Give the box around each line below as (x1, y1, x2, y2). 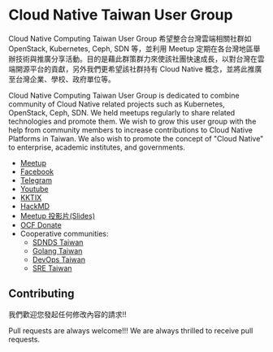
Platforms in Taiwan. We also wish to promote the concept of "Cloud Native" (8, 133, 264, 143)
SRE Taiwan (32, 263, 72, 273)
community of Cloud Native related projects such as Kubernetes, (8, 99, 225, 109)
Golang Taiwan (32, 246, 83, 255)
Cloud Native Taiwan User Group (8, 6, 233, 24)
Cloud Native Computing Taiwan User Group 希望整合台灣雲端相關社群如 (8, 33, 252, 43)
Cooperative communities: (19, 228, 109, 238)
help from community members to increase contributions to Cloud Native (8, 124, 253, 135)
